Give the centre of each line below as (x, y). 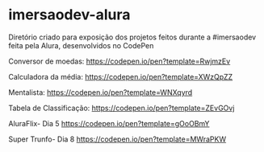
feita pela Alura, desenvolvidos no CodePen (81, 45)
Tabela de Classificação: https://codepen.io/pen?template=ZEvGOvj (122, 108)
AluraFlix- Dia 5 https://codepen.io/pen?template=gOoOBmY (109, 123)
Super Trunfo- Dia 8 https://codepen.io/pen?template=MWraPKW (117, 139)
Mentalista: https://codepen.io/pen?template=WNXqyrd (101, 92)
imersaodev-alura (69, 15)
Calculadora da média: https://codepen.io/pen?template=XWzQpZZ (121, 76)
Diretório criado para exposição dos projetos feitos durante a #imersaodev (132, 37)
